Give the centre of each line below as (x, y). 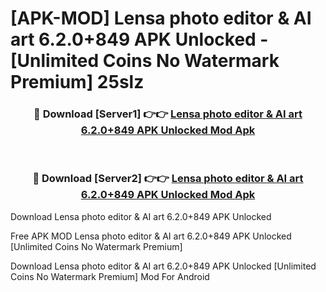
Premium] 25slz (77, 82)
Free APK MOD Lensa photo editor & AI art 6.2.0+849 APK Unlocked (151, 236)
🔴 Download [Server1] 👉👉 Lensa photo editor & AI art (168, 114)
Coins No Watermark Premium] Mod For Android (110, 276)
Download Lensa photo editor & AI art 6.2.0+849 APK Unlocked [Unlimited (163, 266)
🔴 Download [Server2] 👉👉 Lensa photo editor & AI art (168, 179)
